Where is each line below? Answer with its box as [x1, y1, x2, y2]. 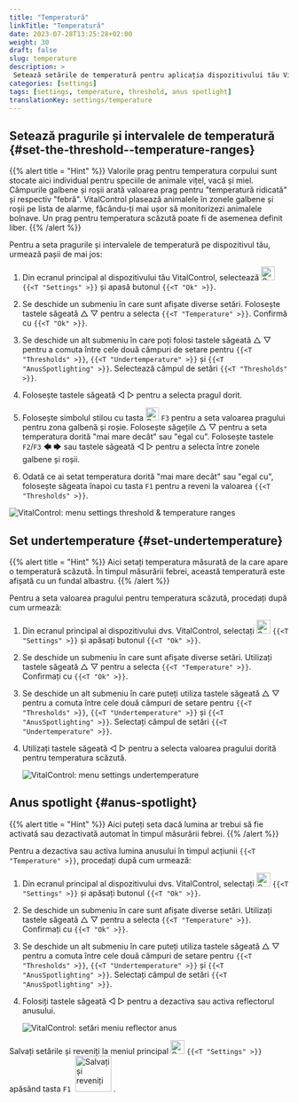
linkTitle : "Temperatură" [9, 21, 105, 30]
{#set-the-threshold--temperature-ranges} [9, 142, 255, 157]
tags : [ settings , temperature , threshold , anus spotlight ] [9, 87, 232, 96]
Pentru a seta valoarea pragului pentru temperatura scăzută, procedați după [9, 593, 287, 603]
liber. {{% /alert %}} [9, 223, 82, 233]
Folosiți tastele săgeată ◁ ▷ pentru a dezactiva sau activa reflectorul [21, 996, 275, 1006]
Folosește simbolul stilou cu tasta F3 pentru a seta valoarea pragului [21, 413, 286, 423]
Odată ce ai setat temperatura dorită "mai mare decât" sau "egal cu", [21, 471, 274, 482]
